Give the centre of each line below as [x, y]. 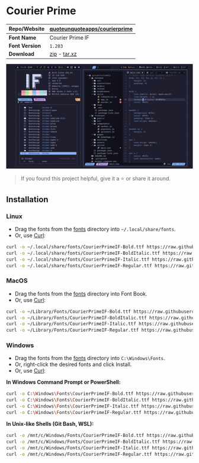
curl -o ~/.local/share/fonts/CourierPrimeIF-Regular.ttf [79, 266]
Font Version [25, 46]
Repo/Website [27, 29]
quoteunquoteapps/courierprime [91, 29]
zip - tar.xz [63, 54]
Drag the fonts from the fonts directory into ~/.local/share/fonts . [95, 229]
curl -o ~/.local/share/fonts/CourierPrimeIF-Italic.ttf [78, 259]
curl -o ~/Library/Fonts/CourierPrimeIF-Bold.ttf [69, 312]
